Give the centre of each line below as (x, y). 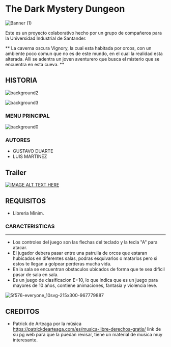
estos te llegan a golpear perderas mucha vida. (62, 264)
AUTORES (18, 140)
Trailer (16, 172)
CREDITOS (22, 311)
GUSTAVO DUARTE (33, 151)
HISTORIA (21, 80)
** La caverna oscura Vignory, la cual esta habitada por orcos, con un (78, 48)
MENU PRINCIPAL (27, 116)
